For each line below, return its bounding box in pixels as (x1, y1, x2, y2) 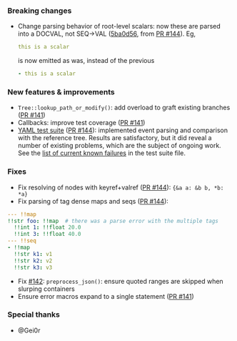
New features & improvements (7, 87, 116, 97)
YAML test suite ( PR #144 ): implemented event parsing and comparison (17, 126, 228, 134)
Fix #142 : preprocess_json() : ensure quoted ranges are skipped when (17, 277, 223, 285)
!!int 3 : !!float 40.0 (14, 231, 81, 238)
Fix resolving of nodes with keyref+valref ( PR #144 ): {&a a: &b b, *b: (17, 183, 224, 192)
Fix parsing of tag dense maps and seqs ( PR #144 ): (17, 197, 169, 205)
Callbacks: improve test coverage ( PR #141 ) (17, 119, 146, 127)
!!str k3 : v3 (14, 264, 53, 271)
